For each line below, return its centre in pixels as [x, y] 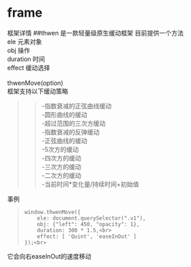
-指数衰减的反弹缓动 [70, 132]
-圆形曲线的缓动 [65, 114]
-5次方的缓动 [60, 149]
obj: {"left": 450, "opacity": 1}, [89, 224]
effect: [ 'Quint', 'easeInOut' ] [87, 236]
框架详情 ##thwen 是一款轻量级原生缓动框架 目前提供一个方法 [95, 33]
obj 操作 [19, 50]
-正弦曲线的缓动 [65, 140]
